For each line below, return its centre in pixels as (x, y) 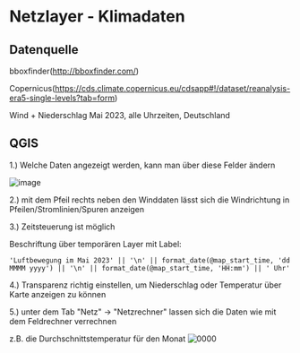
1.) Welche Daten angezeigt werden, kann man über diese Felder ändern (142, 165)
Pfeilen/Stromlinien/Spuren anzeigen (77, 209)
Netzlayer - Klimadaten (97, 17)
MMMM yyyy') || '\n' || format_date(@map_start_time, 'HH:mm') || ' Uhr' (150, 268)
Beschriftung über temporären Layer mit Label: (95, 244)
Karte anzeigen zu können (58, 294)
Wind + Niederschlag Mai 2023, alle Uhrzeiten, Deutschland (120, 115)
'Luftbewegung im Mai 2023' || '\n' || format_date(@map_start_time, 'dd (150, 260)
